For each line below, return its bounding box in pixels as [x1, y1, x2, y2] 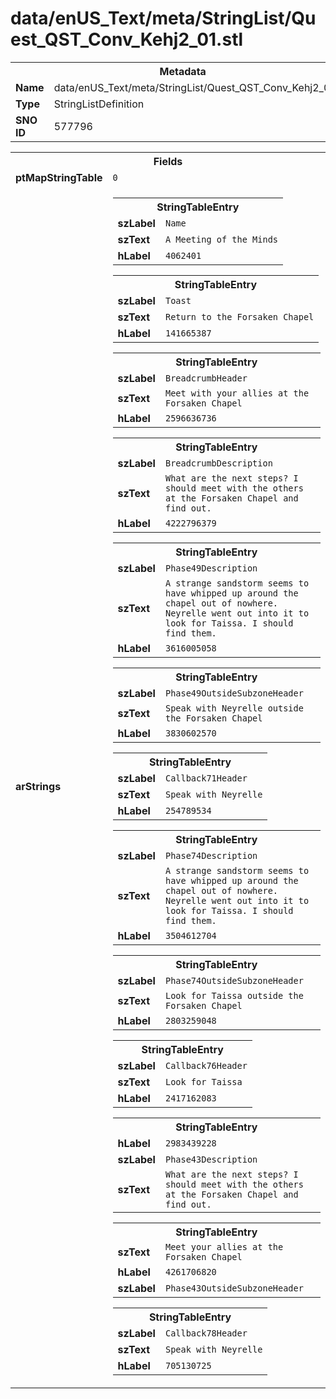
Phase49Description [164, 562, 258, 574]
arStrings [15, 779, 62, 793]
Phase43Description [164, 1153, 258, 1165]
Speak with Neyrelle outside [164, 702, 304, 714]
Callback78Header [164, 1327, 248, 1339]
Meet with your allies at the [164, 387, 310, 399]
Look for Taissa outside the [164, 990, 304, 1001]
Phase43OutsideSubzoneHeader [164, 1282, 304, 1294]
